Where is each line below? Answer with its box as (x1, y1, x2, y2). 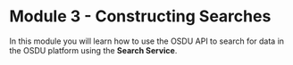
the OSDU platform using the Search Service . (9, 45, 178, 55)
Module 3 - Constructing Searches (9, 6, 272, 27)
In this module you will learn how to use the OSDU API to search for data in (9, 36, 284, 46)
